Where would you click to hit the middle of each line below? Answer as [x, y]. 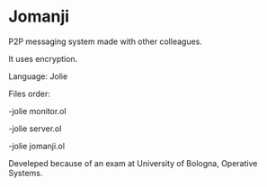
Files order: [30, 93]
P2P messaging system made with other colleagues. [106, 41]
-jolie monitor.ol [37, 111]
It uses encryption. [43, 58]
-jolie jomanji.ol [36, 146]
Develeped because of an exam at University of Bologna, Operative [133, 163]
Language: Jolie [38, 76]
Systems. [26, 173]
